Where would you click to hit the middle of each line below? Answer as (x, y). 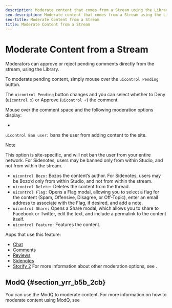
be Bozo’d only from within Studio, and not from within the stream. (82, 181)
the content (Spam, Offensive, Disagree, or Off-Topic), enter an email (85, 197)
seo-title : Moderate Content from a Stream (52, 19)
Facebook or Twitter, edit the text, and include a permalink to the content (89, 214)
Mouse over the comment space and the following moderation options (79, 110)
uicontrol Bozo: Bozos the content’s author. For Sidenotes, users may (87, 176)
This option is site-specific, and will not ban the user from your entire (78, 155)
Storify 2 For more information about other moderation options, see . (85, 266)
